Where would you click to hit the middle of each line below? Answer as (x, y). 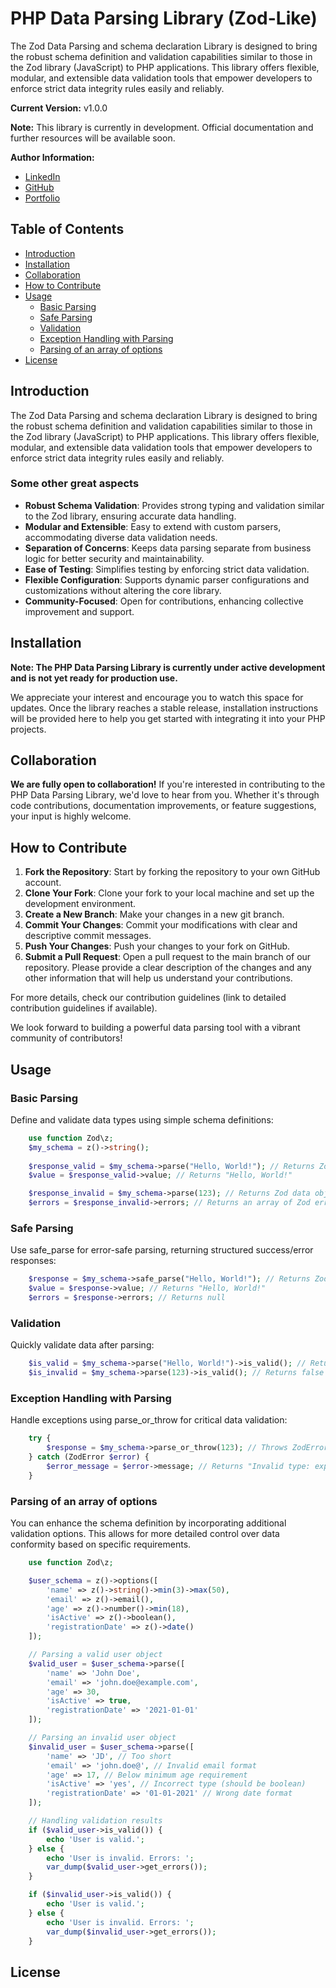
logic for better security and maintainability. (114, 558)
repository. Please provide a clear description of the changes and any (168, 968)
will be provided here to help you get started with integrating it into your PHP (168, 718)
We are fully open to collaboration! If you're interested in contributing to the (168, 784)
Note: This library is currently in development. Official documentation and (162, 127)
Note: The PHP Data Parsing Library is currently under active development (168, 667)
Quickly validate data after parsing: (82, 1345)
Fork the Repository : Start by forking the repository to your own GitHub (172, 872)
